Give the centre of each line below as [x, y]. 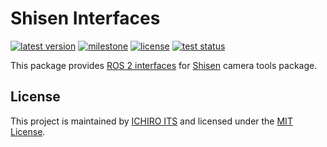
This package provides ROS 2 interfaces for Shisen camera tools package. [164, 65]
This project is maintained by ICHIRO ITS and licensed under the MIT [151, 121]
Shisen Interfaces [85, 18]
